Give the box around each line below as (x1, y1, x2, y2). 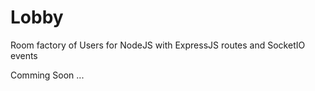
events (10, 49, 38, 61)
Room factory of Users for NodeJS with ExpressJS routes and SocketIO (10, 39, 306, 51)
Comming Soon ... (10, 69, 85, 81)
